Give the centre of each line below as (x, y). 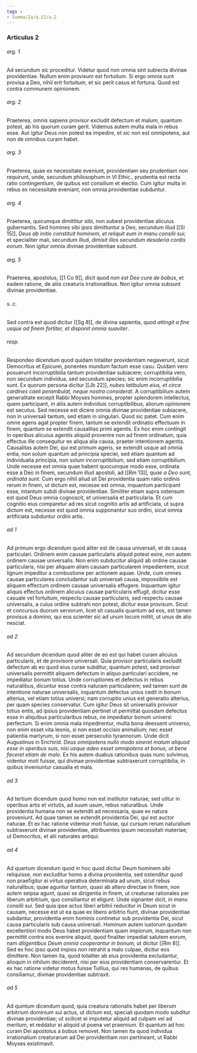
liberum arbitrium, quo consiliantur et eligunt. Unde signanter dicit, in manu (97, 899)
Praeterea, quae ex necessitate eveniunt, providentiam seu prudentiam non (97, 171)
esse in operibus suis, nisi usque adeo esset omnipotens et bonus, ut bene (97, 748)
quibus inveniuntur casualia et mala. (50, 767)
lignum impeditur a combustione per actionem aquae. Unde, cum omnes (94, 573)
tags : (15, 11)
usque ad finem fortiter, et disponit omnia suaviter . (68, 328)
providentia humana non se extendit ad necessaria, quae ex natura (87, 811)
